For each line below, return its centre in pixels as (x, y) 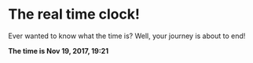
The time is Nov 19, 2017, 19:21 (58, 51)
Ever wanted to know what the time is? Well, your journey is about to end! (127, 36)
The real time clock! (74, 14)
